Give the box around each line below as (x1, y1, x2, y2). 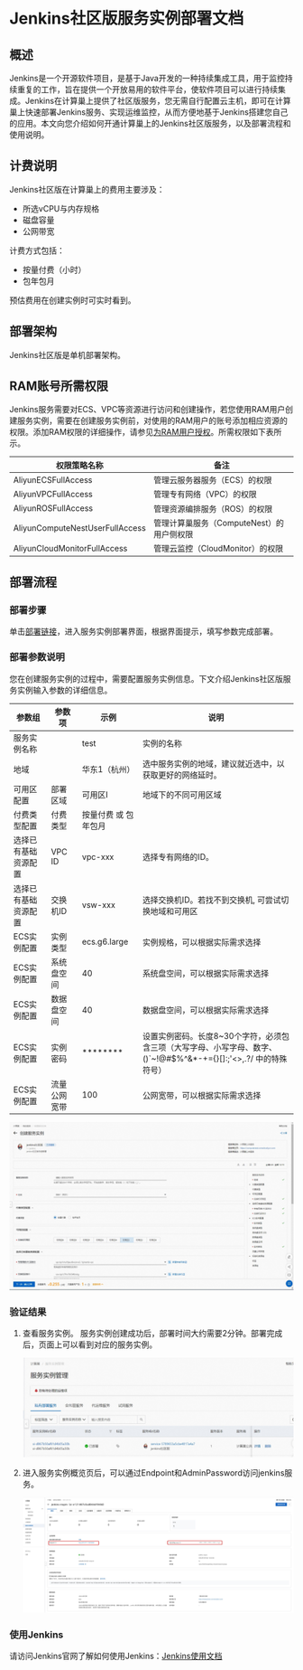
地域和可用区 (150, 905, 198, 916)
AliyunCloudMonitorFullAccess (13, 543, 128, 553)
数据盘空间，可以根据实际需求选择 (142, 1005, 270, 1015)
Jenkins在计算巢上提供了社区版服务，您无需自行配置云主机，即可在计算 (24, 96, 291, 106)
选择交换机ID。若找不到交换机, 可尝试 (142, 894, 281, 905)
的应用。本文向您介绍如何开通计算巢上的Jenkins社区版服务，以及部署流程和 (9, 118, 291, 128)
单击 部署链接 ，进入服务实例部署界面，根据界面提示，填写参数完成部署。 (9, 626, 278, 637)
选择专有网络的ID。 (142, 852, 214, 863)
